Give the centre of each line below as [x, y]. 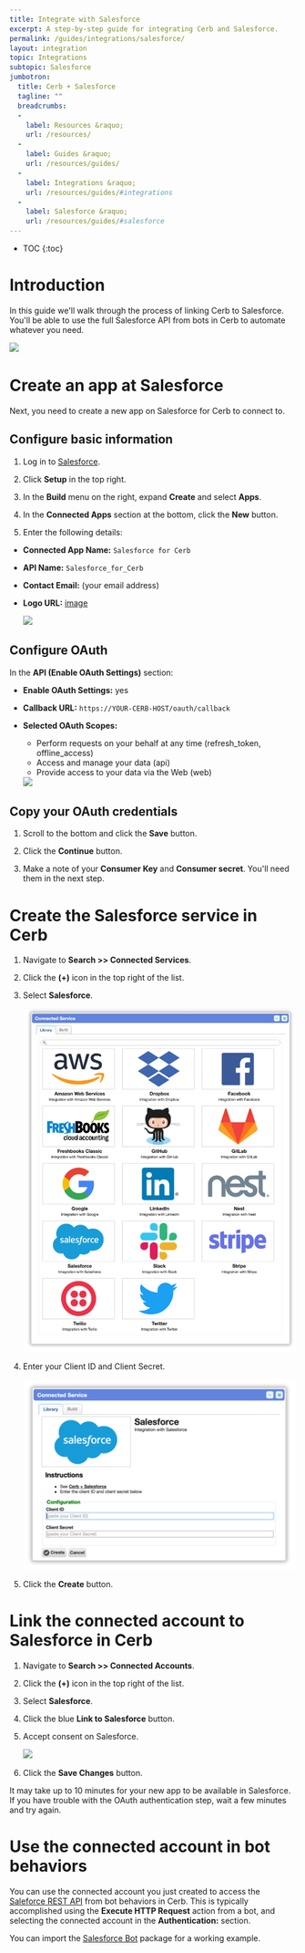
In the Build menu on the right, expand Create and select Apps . [142, 496]
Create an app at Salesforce [117, 385]
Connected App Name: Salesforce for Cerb [107, 550]
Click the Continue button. [72, 851]
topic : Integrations [49, 58]
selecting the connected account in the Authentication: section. [130, 1920]
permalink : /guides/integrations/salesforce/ [97, 38]
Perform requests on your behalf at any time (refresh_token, [148, 743]
